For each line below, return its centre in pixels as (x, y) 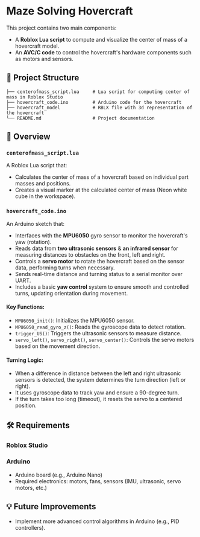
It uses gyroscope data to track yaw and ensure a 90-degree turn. (97, 393)
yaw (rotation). (33, 242)
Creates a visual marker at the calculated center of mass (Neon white (101, 190)
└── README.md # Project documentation (80, 118)
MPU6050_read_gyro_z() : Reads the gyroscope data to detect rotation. (100, 327)
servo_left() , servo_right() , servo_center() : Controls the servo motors (105, 339)
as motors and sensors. (44, 59)
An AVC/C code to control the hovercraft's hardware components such (103, 52)
